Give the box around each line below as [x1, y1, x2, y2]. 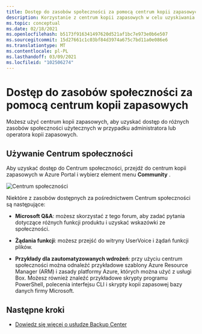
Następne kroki [6, 304, 65, 315]
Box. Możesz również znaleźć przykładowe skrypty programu [14, 274, 168, 281]
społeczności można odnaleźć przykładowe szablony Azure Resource [14, 262, 188, 269]
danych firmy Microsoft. [14, 287, 75, 295]
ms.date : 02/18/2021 [6, 25, 58, 32]
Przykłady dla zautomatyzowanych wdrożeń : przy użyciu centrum [14, 255, 183, 263]
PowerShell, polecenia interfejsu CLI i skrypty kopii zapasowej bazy [14, 281, 182, 288]
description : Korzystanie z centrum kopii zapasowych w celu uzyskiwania [6, 14, 195, 21]
